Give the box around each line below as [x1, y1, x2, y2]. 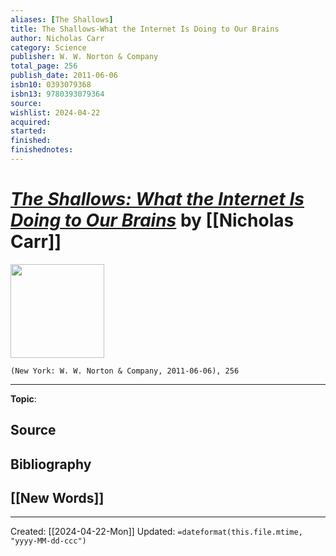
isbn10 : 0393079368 [10, 80, 92, 90]
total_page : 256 [10, 61, 78, 71]
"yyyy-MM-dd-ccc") [10, 536, 87, 546]
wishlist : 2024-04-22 [10, 107, 101, 118]
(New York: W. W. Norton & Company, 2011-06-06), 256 [10, 366, 240, 376]
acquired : [10, 117, 52, 127]
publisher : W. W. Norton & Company [10, 52, 159, 62]
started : [10, 126, 47, 136]
